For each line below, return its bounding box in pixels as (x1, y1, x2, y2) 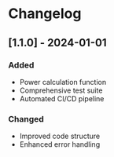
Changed (8, 113, 45, 124)
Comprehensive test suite (19, 86, 103, 95)
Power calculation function (19, 77, 107, 86)
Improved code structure (19, 131, 101, 141)
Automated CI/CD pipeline (19, 93, 105, 103)
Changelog (8, 5, 82, 23)
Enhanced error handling (19, 140, 101, 149)
